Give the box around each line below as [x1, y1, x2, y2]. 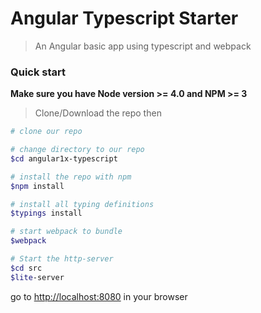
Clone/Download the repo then [34, 107, 162, 119]
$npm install [10, 181, 65, 191]
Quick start [10, 65, 67, 79]
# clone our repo [10, 127, 83, 137]
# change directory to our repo [10, 145, 145, 155]
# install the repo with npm [10, 172, 132, 182]
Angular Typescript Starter [10, 7, 239, 30]
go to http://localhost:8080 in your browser [10, 290, 188, 302]
